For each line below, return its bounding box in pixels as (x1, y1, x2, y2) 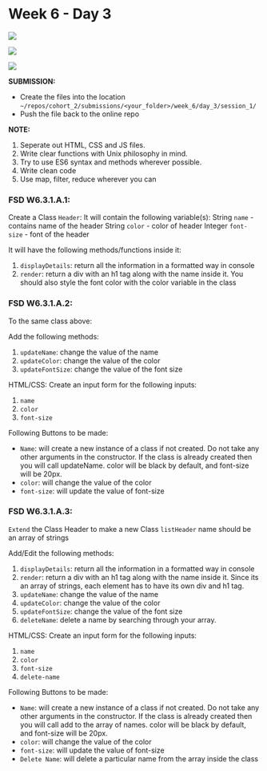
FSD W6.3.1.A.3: (8, 506, 74, 517)
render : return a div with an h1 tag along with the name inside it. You (19, 270, 244, 279)
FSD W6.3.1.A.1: (8, 194, 70, 205)
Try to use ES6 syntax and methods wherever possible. (19, 157, 202, 167)
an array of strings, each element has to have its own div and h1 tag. (19, 581, 245, 590)
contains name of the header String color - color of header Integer (8, 221, 228, 231)
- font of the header (24, 229, 90, 239)
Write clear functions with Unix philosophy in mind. (19, 148, 188, 158)
